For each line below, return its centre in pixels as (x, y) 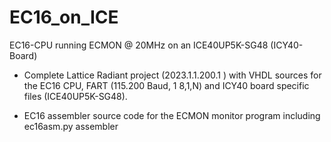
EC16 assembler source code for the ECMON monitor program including (172, 115)
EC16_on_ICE (64, 17)
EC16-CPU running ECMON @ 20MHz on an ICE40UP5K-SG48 (139, 45)
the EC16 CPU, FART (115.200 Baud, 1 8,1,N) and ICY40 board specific (166, 85)
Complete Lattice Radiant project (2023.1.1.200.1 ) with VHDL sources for (172, 75)
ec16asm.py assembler (71, 126)
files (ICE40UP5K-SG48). (75, 96)
